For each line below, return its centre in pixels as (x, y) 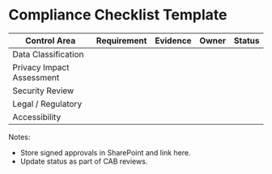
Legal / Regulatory (47, 104)
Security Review (43, 91)
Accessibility (37, 117)
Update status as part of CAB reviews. (84, 161)
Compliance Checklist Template (118, 15)
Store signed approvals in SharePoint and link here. (105, 152)
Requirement (121, 40)
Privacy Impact (41, 67)
